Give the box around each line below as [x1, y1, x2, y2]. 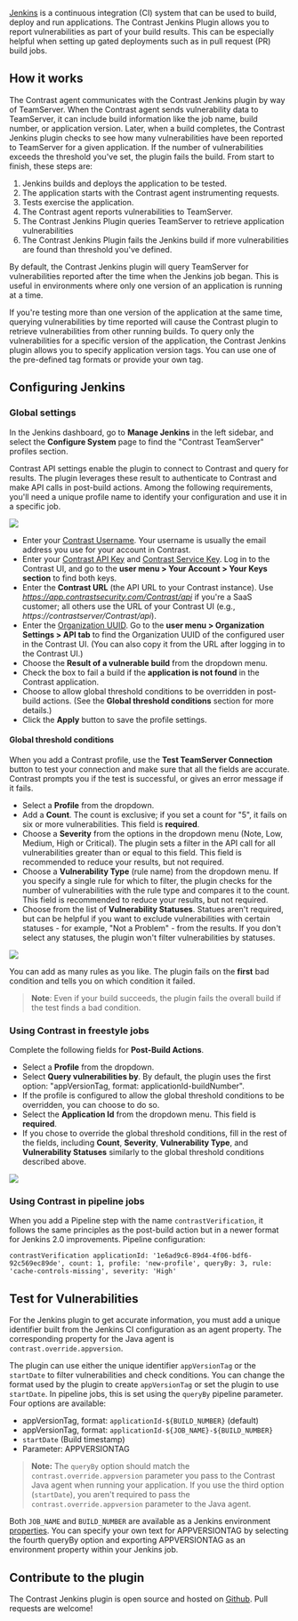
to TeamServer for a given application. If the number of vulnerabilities [9, 141, 264, 152]
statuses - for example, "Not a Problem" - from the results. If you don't [21, 922, 282, 933]
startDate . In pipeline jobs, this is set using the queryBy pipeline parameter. [9, 1389, 284, 1400]
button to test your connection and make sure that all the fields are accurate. [9, 764, 290, 774]
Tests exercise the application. [21, 197, 134, 207]
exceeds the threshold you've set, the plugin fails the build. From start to [9, 151, 275, 162]
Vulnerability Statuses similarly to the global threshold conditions [21, 1147, 265, 1157]
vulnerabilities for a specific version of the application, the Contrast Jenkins [9, 335, 286, 346]
